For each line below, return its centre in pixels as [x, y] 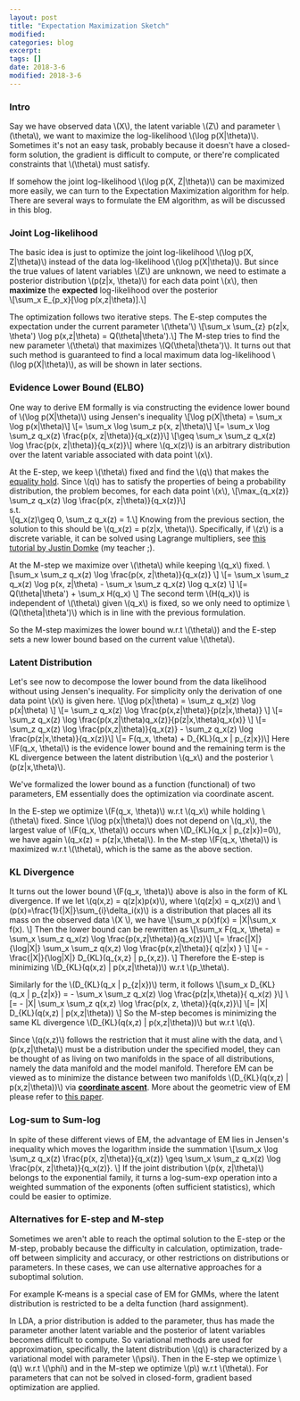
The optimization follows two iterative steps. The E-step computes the [138, 317]
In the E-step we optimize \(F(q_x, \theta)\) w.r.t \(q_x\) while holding [135, 811]
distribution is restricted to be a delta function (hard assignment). [129, 1303]
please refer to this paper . [57, 1097]
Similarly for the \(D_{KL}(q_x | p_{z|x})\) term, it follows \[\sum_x [129, 985]
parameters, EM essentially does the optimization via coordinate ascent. [142, 793]
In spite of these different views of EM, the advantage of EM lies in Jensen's [149, 1140]
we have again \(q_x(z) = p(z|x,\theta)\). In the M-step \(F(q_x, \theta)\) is [144, 839]
